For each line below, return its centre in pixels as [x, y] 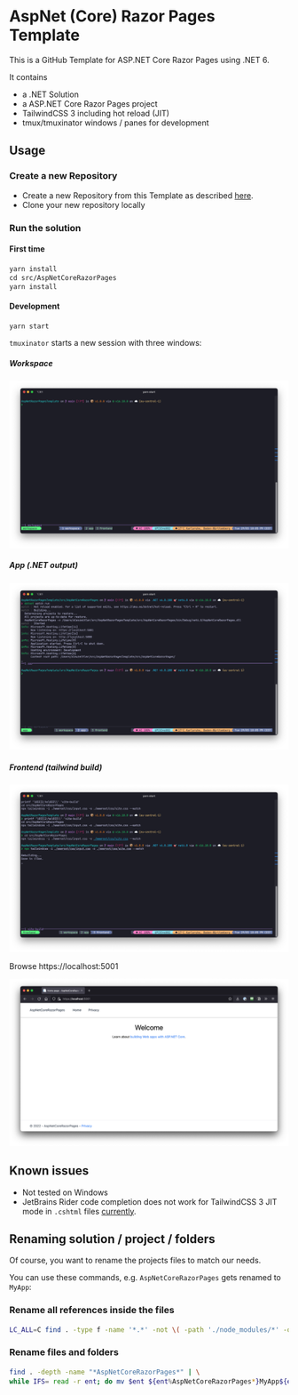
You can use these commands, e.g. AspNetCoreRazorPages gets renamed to [145, 1278]
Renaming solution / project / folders [112, 1239]
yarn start [29, 326]
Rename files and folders [64, 1352]
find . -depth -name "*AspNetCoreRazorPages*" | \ [105, 1372]
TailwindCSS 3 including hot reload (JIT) [96, 113]
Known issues [49, 1171]
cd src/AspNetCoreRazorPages [63, 277]
